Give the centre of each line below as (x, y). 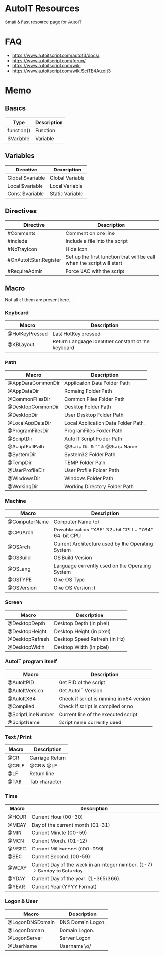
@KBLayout (21, 344)
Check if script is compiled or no (96, 706)
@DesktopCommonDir (33, 407)
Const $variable (26, 193)
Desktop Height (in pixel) (82, 631)
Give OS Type (69, 580)
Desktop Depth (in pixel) (82, 623)
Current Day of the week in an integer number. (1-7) (92, 865)
